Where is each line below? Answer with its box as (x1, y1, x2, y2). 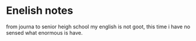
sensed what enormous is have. (6, 29, 83, 36)
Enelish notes (6, 4, 73, 17)
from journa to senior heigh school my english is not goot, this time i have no (6, 23, 191, 30)
